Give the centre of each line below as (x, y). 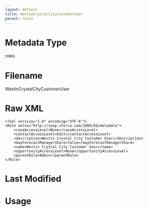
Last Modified (33, 179)
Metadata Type (36, 42)
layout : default (21, 9)
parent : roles (19, 18)
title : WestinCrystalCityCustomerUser (44, 14)
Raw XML (24, 108)
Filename (24, 75)
